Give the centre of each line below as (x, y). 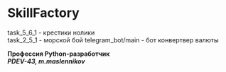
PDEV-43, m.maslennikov (46, 61)
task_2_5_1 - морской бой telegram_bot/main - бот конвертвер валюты (113, 40)
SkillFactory (43, 13)
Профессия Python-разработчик (59, 54)
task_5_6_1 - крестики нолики (51, 32)
